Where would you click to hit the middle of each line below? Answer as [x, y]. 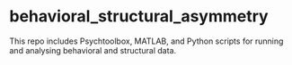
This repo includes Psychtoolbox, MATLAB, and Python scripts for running [146, 41]
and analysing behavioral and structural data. [93, 50]
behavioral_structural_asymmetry [139, 16]
